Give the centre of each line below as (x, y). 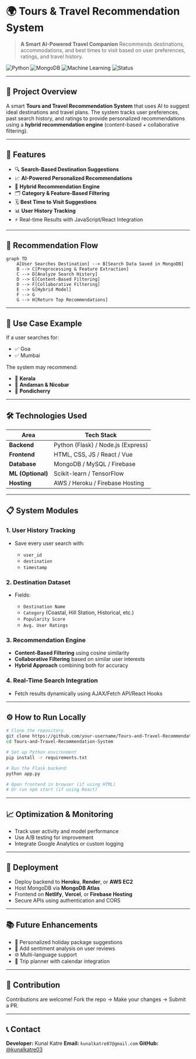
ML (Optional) (29, 474)
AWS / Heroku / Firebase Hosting (99, 483)
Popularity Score (44, 619)
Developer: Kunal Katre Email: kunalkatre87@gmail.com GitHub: (82, 1043)
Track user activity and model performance (66, 831)
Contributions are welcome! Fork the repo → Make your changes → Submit (96, 999)
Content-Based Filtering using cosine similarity (72, 653)
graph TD (17, 259)
